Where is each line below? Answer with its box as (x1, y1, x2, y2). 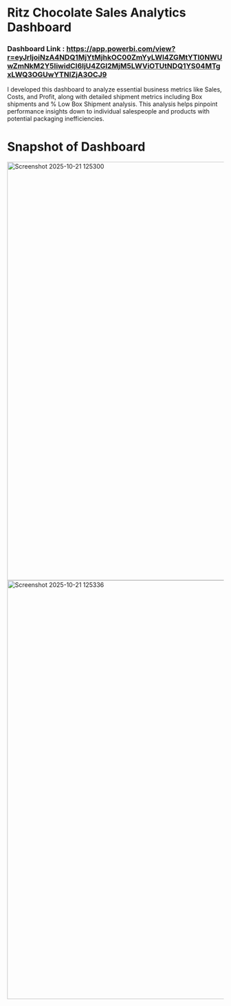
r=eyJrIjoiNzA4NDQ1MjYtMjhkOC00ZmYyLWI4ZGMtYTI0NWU (7, 53, 223, 63)
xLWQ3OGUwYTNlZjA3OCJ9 (7, 70, 107, 80)
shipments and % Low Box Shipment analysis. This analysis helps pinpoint (7, 100, 218, 108)
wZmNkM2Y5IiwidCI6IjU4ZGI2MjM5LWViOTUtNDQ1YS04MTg (7, 61, 221, 71)
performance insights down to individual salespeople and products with (7, 107, 210, 116)
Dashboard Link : (7, 44, 65, 54)
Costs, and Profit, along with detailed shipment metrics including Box (7, 93, 203, 101)
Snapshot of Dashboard (7, 139, 146, 154)
